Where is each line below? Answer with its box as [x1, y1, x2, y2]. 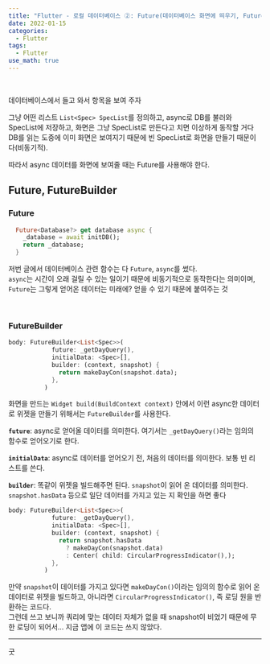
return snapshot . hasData [59, 536, 142, 544]
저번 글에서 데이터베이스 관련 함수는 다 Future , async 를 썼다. [8, 264, 198, 274]
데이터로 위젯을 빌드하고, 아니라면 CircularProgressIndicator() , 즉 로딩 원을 [8, 592, 253, 602]
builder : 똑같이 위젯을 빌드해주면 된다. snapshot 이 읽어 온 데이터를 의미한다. [8, 480, 248, 490]
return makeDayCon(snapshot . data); [59, 368, 178, 377]
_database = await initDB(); [22, 233, 121, 241]
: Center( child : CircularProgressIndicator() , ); [65, 551, 235, 559]
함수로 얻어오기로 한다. [8, 436, 80, 446]
